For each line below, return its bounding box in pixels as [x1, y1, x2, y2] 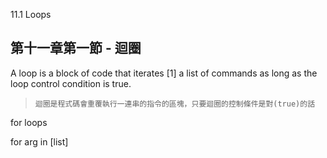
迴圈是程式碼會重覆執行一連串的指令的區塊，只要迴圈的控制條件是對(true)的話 [34, 99, 316, 109]
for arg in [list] [10, 135, 69, 148]
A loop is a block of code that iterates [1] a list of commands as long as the [10, 67, 318, 79]
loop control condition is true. [10, 77, 132, 89]
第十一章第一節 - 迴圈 [10, 40, 142, 57]
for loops [10, 116, 48, 128]
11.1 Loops [10, 9, 52, 20]
